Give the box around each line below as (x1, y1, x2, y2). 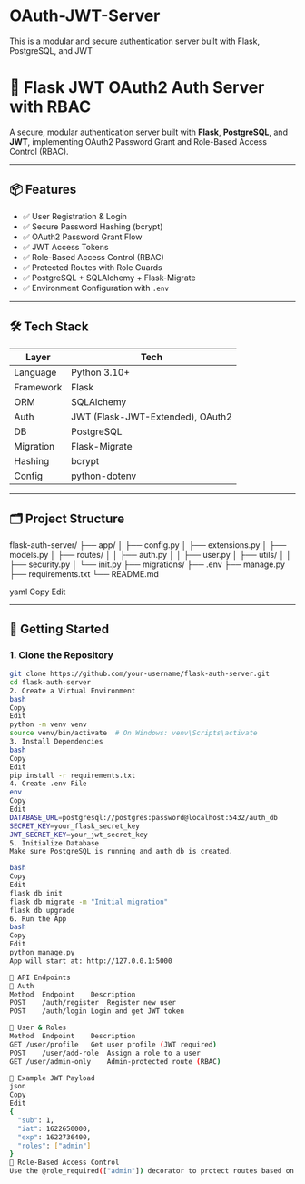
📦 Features (9, 182, 77, 197)
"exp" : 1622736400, (17, 1132, 92, 1142)
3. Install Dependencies (9, 737, 103, 746)
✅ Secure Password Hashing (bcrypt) (22, 220, 163, 232)
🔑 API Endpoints (9, 973, 71, 982)
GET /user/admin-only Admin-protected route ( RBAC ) (9, 1057, 221, 1066)
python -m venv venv (9, 720, 88, 729)
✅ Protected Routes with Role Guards (22, 261, 162, 273)
